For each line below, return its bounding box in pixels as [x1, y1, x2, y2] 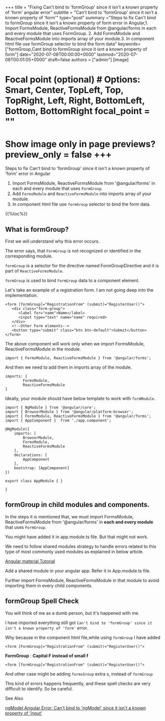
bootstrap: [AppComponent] [14, 466, 70, 470]
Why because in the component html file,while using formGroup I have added [5, 635, 161, 640]
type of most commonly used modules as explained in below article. [5, 549, 144, 554]
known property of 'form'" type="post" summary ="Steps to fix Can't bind [5, 15, 157, 20]
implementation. [5, 292, 38, 298]
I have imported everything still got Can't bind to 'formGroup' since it [5, 620, 152, 626]
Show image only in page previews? [5, 138, 156, 150]
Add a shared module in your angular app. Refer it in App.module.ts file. [5, 568, 151, 574]
